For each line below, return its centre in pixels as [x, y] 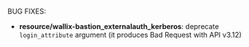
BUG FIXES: [27, 11]
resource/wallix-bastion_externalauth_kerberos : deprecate [119, 26]
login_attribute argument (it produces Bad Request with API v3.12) [130, 35]
